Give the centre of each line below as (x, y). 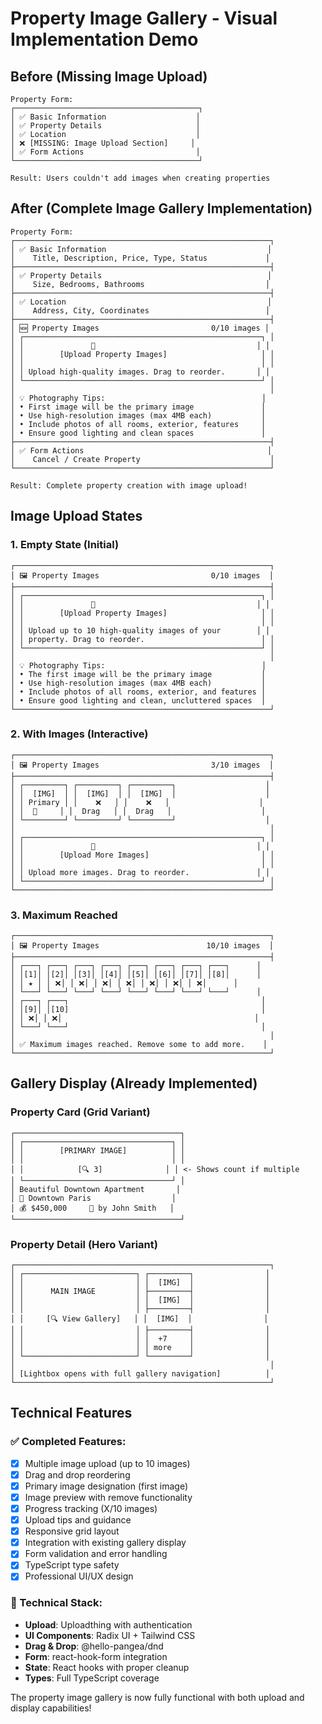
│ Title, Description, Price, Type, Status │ (140, 258)
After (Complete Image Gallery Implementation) (161, 208)
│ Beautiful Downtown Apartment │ (96, 1189)
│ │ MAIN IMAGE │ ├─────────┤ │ (140, 1292)
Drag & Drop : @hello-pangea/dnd (94, 1646)
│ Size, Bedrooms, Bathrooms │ (140, 284)
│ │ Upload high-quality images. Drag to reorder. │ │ (140, 372)
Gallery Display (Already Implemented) (134, 1083)
